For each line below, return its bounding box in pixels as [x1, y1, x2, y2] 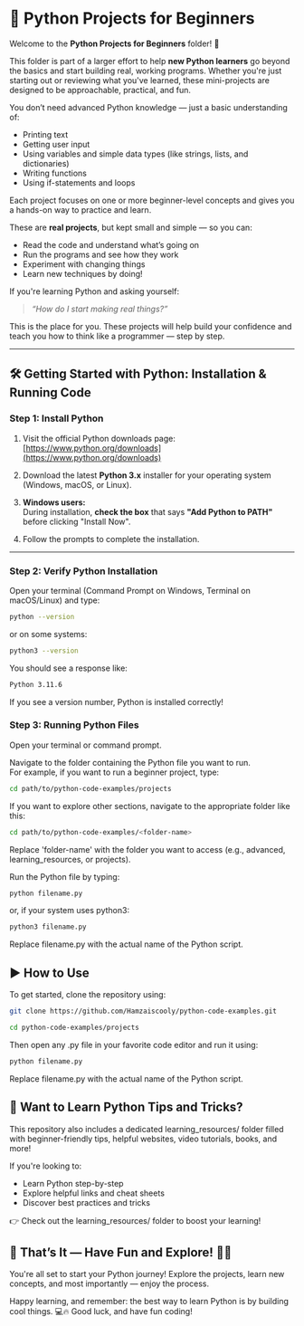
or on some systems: [9, 628, 88, 639]
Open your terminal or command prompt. [9, 739, 162, 750]
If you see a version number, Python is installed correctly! [9, 696, 224, 707]
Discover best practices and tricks [22, 1197, 151, 1207]
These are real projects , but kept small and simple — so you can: [9, 222, 253, 233]
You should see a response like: [9, 663, 128, 673]
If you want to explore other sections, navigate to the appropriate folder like [9, 800, 291, 811]
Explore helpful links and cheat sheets [22, 1188, 166, 1198]
